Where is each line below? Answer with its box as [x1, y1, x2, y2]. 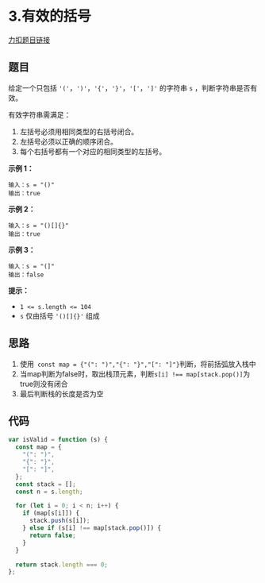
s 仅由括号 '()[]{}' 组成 [19, 311, 101, 320]
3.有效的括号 [8, 7, 91, 25]
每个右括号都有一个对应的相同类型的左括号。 [19, 146, 167, 156]
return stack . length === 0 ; [15, 561, 109, 569]
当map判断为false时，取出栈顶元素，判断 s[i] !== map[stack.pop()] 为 [19, 369, 251, 378]
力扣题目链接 [8, 35, 50, 44]
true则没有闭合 [19, 379, 69, 388]
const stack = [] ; [15, 480, 77, 488]
